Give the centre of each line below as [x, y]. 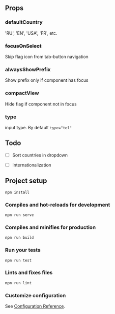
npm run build [20, 238]
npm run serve [20, 215]
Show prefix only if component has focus [47, 80]
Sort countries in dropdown [40, 155]
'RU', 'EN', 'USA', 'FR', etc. [31, 33]
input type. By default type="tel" [39, 127]
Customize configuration [36, 295]
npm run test [18, 260]
